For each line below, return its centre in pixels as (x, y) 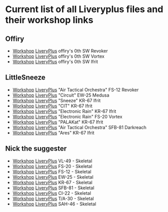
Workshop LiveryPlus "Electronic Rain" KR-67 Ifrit (64, 111)
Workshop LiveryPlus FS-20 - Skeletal (52, 166)
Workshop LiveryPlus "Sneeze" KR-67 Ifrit (57, 100)
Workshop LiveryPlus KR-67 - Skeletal (52, 182)
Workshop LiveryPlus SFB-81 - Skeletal (53, 188)
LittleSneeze (25, 78)
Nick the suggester (36, 149)
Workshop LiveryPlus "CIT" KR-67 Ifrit (52, 106)
